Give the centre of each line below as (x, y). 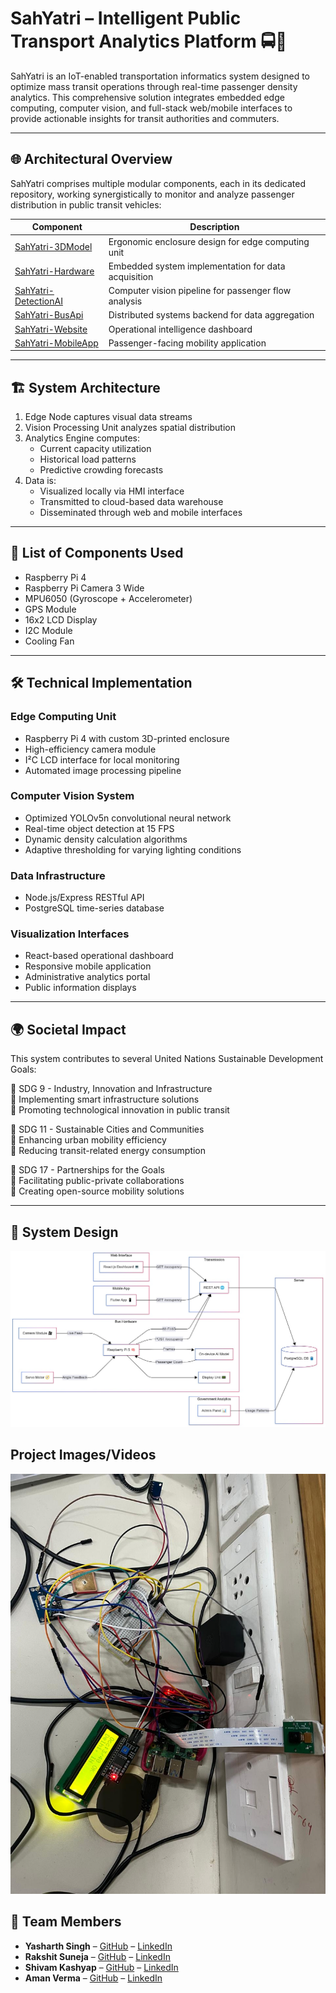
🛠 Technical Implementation (101, 683)
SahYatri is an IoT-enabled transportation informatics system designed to (160, 76)
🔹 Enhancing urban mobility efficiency (88, 1140)
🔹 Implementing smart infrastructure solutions (105, 1099)
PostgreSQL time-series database (94, 908)
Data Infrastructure (58, 875)
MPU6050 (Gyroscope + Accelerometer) (108, 598)
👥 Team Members (66, 1922)
